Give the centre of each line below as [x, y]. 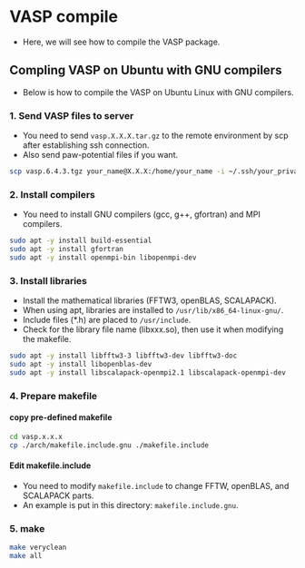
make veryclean [38, 548]
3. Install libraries [49, 280]
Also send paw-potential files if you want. [100, 155]
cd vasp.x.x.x [36, 436]
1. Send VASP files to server [72, 115]
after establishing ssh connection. [86, 145]
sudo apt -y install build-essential [81, 241]
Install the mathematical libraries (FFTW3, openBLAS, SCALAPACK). [149, 300]
